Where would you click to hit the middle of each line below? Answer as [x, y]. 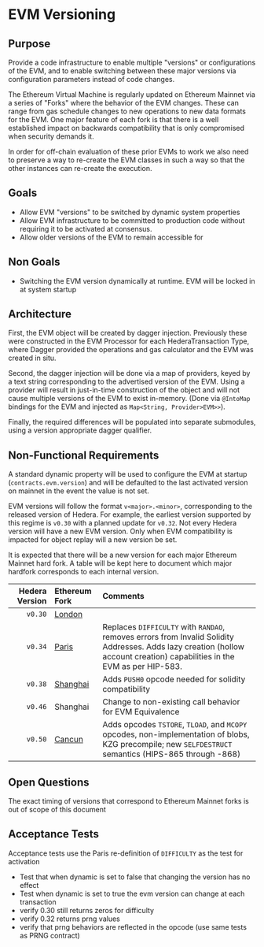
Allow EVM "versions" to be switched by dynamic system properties [130, 212]
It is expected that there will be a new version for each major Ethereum [123, 555]
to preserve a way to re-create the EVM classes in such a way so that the [126, 160]
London [69, 615]
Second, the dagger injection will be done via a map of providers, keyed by [129, 373]
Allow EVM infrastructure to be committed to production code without [132, 220]
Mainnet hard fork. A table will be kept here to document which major [120, 563]
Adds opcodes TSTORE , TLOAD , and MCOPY [174, 725]
